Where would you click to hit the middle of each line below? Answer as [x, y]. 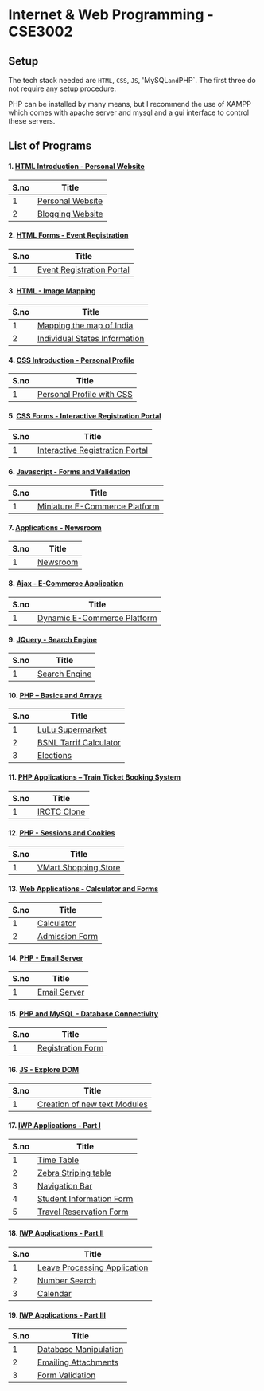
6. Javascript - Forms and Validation [70, 472]
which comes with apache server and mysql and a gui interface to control [128, 112]
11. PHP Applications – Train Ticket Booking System [95, 777]
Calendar [54, 1294]
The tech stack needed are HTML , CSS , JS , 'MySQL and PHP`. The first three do [132, 80]
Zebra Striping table [74, 1173]
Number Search [67, 1281]
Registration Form [70, 1048]
